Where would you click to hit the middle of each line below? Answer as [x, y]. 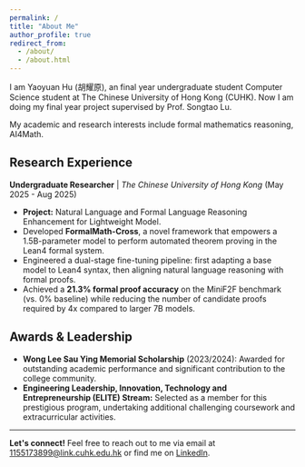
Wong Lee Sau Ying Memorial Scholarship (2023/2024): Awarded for [154, 359]
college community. [59, 378]
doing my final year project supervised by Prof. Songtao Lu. [121, 107]
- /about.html [44, 60]
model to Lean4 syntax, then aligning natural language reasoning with [153, 270]
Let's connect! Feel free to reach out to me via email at [113, 442]
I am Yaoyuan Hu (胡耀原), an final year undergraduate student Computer [146, 87]
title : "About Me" [44, 26]
